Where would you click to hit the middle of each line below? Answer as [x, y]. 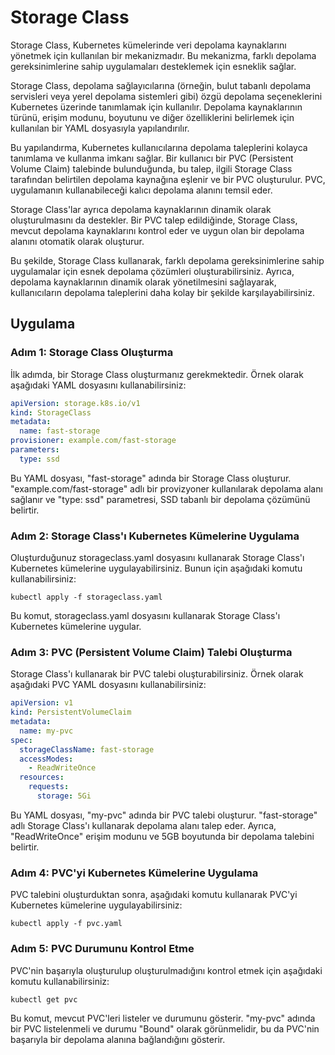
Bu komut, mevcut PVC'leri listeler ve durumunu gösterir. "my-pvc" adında [163, 1018]
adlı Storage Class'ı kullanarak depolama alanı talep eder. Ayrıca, [143, 825]
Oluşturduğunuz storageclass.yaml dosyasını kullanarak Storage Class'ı [157, 558]
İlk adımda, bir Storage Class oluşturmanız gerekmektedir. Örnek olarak [157, 374]
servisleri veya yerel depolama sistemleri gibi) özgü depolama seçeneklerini [166, 96]
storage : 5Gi [64, 796]
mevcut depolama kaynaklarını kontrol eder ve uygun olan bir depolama [157, 230]
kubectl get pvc [44, 999]
